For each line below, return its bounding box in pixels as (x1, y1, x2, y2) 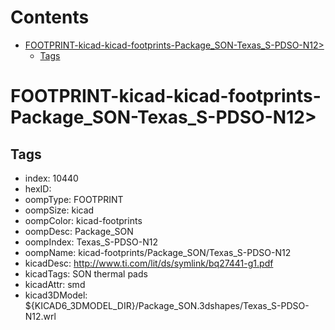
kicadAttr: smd (24, 278, 86, 290)
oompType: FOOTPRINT (24, 193, 124, 205)
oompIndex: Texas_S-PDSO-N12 (24, 236, 158, 248)
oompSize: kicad (24, 204, 95, 216)
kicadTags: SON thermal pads (24, 267, 148, 280)
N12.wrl (24, 310, 57, 322)
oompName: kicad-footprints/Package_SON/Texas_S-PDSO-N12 (24, 246, 292, 258)
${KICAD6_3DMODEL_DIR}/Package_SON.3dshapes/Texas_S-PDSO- (24, 299, 310, 311)
